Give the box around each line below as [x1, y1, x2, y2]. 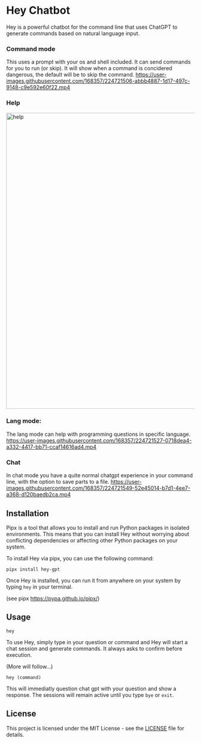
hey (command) [6, 674, 42, 680]
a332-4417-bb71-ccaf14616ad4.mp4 [6, 443, 97, 450]
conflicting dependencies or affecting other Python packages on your [6, 536, 178, 544]
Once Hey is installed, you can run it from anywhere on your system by [6, 577, 181, 584]
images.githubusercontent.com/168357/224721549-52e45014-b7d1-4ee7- [6, 484, 191, 492]
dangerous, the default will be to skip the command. [6, 71, 135, 78]
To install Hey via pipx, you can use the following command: [6, 554, 154, 562]
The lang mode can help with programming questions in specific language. [6, 430, 191, 438]
